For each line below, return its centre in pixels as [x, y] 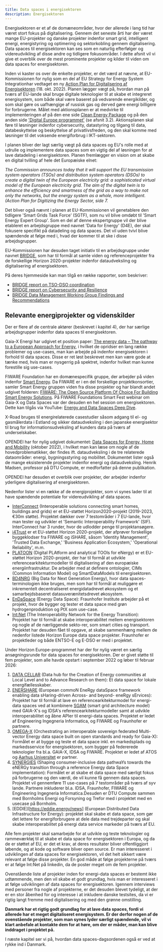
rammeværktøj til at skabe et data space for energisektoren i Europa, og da [80, 839]
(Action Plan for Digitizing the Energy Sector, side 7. [57, 200]
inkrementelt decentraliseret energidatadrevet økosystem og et [75, 589]
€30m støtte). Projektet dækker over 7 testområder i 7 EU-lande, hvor [81, 517]
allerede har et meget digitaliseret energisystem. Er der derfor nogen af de [81, 914]
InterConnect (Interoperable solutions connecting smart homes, [75, 506]
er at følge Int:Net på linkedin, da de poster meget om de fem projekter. [76, 865]
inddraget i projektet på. [30, 930]
